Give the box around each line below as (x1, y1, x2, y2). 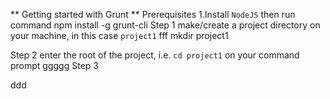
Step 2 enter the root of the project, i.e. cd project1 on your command (10, 49, 300, 61)
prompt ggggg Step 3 (10, 60, 99, 71)
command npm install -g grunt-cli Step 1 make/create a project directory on (10, 19, 321, 31)
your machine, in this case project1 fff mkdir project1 (10, 30, 229, 41)
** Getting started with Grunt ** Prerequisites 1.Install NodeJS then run (10, 9, 296, 20)
